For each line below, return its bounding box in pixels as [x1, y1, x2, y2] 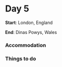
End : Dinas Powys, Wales [5, 29, 57, 35]
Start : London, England [5, 19, 53, 25]
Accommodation [5, 41, 46, 48]
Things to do [5, 55, 36, 62]
